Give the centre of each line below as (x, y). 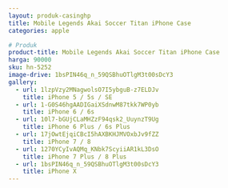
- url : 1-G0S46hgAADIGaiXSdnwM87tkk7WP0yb (87, 105)
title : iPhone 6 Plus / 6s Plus (76, 127)
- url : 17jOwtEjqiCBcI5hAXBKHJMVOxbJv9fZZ (87, 134)
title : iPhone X (50, 172)
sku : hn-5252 (30, 68)
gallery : (23, 82)
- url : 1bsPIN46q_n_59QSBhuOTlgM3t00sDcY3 (87, 164)
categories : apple (39, 30)
